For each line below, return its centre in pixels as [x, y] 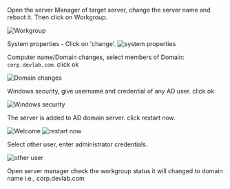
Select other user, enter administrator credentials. [77, 144]
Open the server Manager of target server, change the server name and [109, 10]
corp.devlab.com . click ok [43, 64]
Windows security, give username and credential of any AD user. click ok [111, 91]
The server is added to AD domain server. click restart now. [91, 118]
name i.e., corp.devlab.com [46, 178]
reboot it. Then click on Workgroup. [57, 17]
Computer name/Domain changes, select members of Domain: [96, 57]
